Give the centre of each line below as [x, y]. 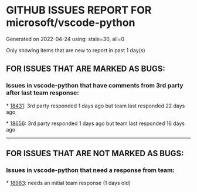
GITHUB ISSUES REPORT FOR [79, 10]
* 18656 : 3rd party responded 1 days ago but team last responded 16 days [95, 123]
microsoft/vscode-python [71, 23]
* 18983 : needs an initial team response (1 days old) [68, 183]
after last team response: [43, 93]
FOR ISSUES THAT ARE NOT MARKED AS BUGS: [95, 154]
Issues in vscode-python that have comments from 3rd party [95, 86]
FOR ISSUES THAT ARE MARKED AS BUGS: [86, 69]
